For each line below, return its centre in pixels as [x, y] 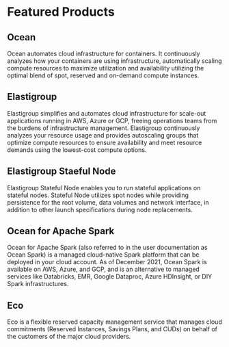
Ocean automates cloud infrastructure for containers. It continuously [104, 53]
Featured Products [61, 12]
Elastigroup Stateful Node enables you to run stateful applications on [104, 188]
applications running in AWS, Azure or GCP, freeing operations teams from [112, 120]
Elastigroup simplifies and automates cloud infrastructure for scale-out [107, 113]
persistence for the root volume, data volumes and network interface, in [108, 202]
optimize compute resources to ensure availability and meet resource [105, 142]
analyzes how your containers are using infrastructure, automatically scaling [114, 61]
